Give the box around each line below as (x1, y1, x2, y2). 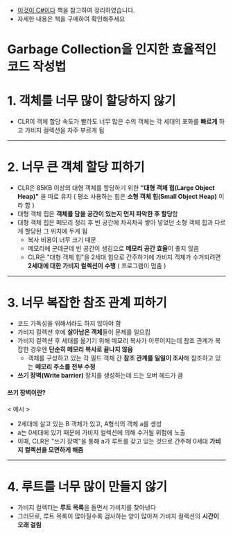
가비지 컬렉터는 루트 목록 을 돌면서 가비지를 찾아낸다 (17, 503, 157, 511)
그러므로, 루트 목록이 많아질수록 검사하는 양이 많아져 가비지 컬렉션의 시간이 (17, 512, 220, 520)
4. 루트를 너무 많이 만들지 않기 (7, 479, 168, 495)
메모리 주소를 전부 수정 (35, 362, 96, 371)
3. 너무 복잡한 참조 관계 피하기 (7, 295, 168, 310)
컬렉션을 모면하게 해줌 (24, 446, 84, 454)
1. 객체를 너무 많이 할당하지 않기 (7, 93, 176, 109)
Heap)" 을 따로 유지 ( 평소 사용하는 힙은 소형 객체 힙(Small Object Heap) (17, 193, 217, 201)
